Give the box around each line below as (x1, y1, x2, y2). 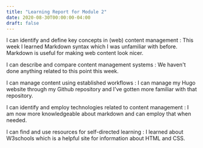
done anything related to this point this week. (6, 68, 119, 75)
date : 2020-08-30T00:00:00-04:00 (6, 14, 91, 21)
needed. (6, 117, 27, 124)
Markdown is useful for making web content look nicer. (6, 50, 144, 57)
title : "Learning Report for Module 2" (6, 8, 107, 15)
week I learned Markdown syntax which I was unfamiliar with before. (6, 43, 178, 50)
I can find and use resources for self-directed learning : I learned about (6, 128, 184, 136)
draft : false (6, 20, 39, 26)
